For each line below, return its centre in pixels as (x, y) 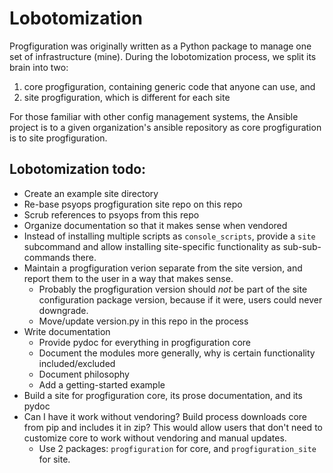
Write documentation (67, 331)
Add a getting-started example (102, 384)
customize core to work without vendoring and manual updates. (155, 438)
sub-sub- (302, 246)
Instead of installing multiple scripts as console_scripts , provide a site (169, 236)
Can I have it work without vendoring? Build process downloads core (165, 416)
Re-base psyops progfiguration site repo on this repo (133, 204)
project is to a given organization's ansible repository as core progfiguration (165, 127)
